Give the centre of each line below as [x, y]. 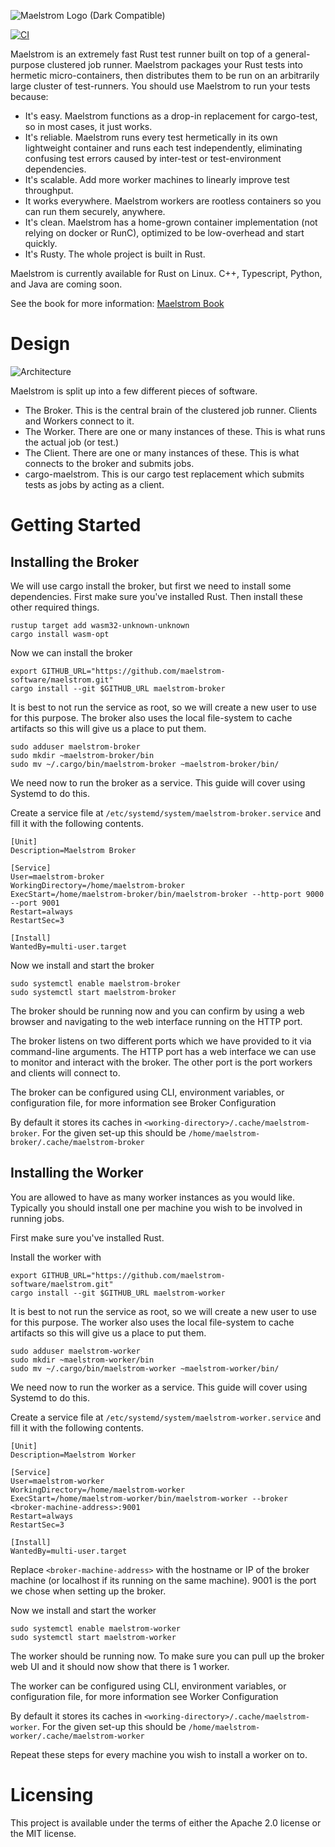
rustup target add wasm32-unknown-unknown [100, 625]
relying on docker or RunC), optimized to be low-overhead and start [164, 233]
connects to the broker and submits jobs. [109, 463]
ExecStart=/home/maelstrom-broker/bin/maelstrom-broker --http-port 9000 [167, 894]
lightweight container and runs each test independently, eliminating [163, 148]
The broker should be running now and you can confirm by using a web [157, 1011]
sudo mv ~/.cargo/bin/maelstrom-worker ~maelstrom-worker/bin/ [145, 1368]
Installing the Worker [77, 1173]
